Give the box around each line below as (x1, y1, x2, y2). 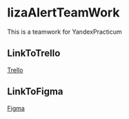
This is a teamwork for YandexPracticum (7, 28, 122, 36)
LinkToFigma (7, 86, 63, 98)
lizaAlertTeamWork (7, 5, 120, 21)
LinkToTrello (7, 47, 61, 59)
